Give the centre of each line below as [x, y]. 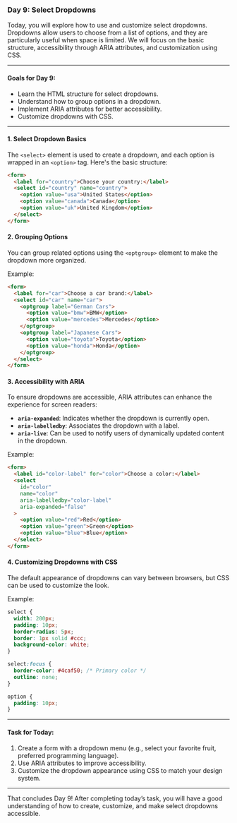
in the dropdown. [42, 441]
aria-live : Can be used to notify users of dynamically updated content [121, 433]
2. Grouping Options [38, 237]
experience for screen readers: [52, 404]
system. [29, 778]
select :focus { [30, 664]
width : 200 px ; [34, 618]
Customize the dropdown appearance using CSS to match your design [120, 770]
